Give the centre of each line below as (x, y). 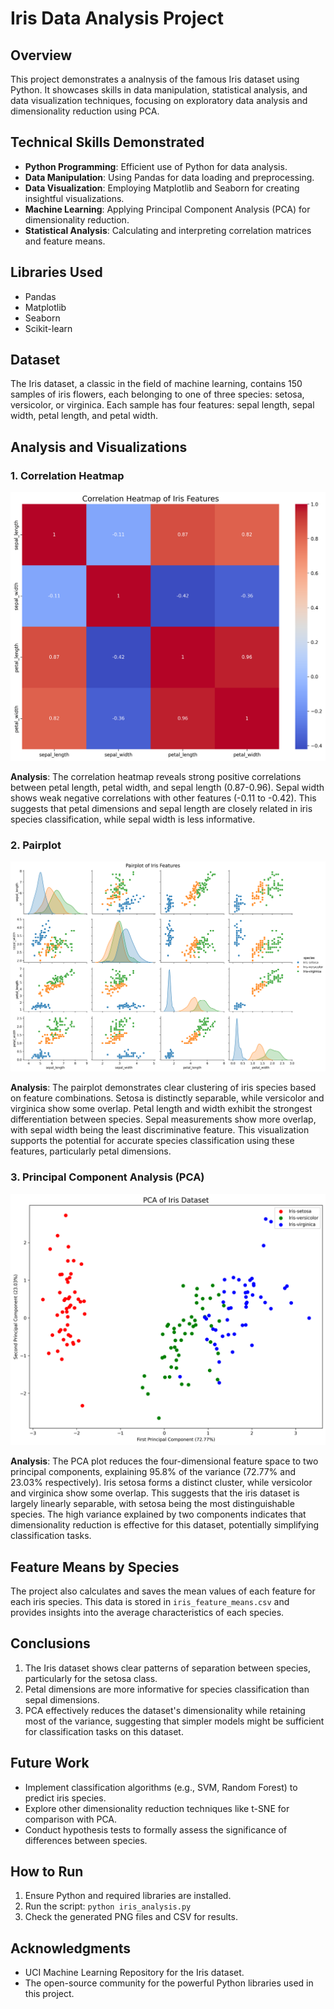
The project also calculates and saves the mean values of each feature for (163, 1591)
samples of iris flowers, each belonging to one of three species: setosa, (157, 394)
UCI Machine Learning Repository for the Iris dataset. (134, 1973)
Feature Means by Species (95, 1567)
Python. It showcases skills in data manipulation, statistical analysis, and (159, 90)
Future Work (50, 1763)
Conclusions (50, 1643)
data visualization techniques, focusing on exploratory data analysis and (159, 100)
